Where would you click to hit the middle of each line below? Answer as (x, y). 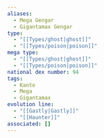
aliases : (20, 14)
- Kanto (25, 85)
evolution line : (31, 105)
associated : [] (29, 124)
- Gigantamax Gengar (43, 26)
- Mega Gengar (34, 20)
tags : (15, 78)
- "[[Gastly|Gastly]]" (46, 111)
